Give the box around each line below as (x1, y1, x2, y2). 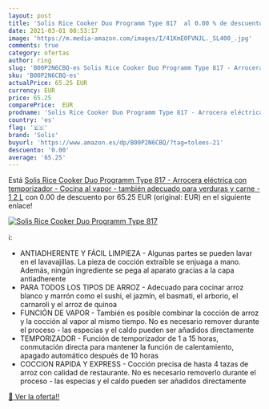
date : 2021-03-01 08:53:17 (8, 26, 98, 34)
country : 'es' (8, 116, 56, 124)
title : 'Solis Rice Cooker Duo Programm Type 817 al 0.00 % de (8, 19, 227, 27)
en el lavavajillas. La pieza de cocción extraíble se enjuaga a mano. (19, 257, 242, 267)
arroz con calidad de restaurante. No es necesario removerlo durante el (19, 368, 256, 378)
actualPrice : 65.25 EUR (8, 79, 88, 87)
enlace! (8, 201, 33, 211)
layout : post (8, 11, 52, 20)
